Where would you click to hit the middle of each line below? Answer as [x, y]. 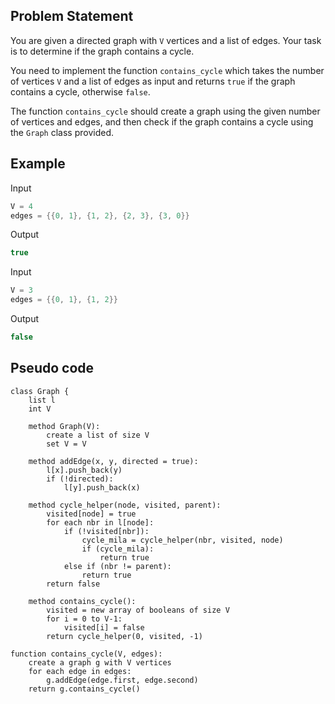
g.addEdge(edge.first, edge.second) [122, 680]
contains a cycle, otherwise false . [80, 91]
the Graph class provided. [62, 132]
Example [38, 164]
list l [42, 400]
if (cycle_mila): [118, 549]
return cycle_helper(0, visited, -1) [124, 636]
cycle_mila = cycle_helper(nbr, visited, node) [182, 540]
